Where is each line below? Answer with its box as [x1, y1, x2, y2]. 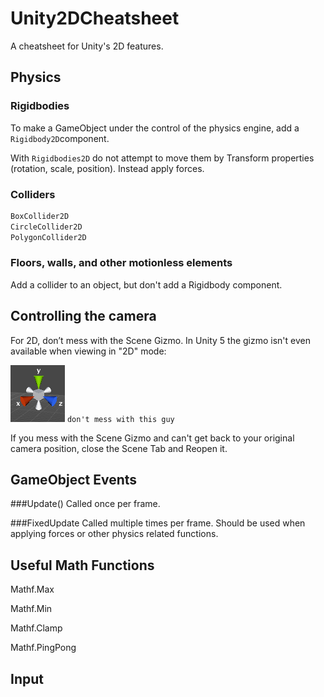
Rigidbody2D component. [10, 132, 110, 144]
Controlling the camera [10, 308, 157, 325]
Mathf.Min [10, 603, 53, 615]
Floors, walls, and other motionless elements [10, 256, 233, 270]
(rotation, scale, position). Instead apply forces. [10, 162, 205, 174]
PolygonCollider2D [10, 232, 87, 242]
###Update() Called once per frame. [10, 498, 161, 510]
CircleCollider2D [10, 222, 83, 232]
